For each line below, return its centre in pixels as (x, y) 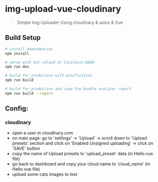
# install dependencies (29, 49)
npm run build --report (29, 93)
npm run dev (17, 67)
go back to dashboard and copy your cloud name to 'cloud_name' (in (81, 164)
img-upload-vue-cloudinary (63, 9)
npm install (17, 54)
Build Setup (23, 38)
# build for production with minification (49, 76)
